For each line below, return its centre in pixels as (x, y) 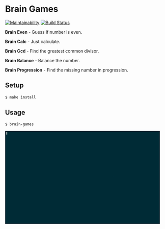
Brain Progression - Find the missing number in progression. (67, 70)
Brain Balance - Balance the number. (42, 60)
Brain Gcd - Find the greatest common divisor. (52, 51)
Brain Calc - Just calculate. (33, 41)
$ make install (21, 97)
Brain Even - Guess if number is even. (44, 32)
